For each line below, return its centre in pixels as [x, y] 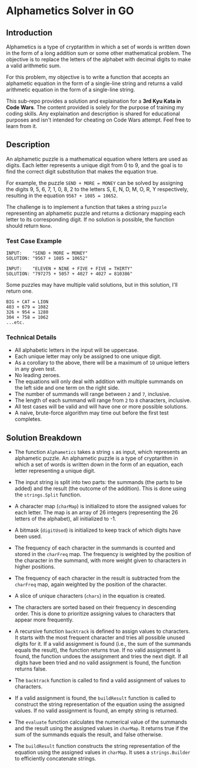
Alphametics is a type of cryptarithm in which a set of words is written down [98, 47]
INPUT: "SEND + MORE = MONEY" [47, 253]
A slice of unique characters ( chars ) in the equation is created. [90, 596]
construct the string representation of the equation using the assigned [100, 704]
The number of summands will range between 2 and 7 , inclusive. [93, 394]
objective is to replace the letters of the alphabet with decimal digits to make [98, 59]
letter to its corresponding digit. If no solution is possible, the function [90, 219]
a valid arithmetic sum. [34, 66]
